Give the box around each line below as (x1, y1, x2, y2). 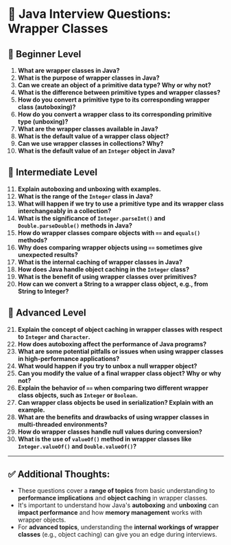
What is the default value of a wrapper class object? (17, 132, 169, 140)
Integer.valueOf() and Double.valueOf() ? (17, 442, 137, 450)
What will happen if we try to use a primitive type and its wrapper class (17, 199, 224, 208)
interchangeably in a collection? (17, 206, 112, 215)
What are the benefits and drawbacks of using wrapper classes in (17, 412, 210, 421)
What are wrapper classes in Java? (17, 67, 120, 74)
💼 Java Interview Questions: (8, 6, 171, 22)
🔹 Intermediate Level (8, 166, 98, 178)
